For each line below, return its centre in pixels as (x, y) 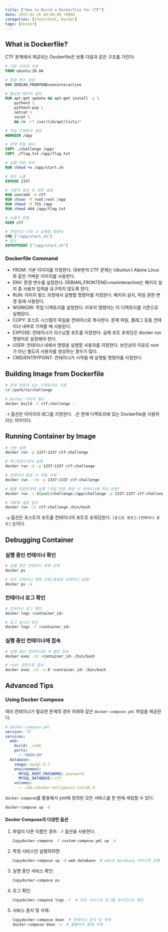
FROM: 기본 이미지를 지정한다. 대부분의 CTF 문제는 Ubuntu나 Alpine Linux (86, 270)
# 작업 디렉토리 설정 (23, 131)
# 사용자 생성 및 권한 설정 (29, 190)
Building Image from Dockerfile (55, 374)
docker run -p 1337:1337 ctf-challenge (47, 452)
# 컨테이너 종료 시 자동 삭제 (31, 475)
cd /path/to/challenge (29, 390)
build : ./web (28, 746)
